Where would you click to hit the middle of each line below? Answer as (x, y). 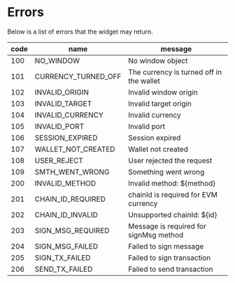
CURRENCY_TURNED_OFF (78, 76)
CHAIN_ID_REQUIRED (70, 199)
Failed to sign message (166, 246)
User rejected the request (170, 160)
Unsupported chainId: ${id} (173, 214)
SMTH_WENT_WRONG (72, 172)
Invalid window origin (163, 92)
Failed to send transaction (171, 269)
